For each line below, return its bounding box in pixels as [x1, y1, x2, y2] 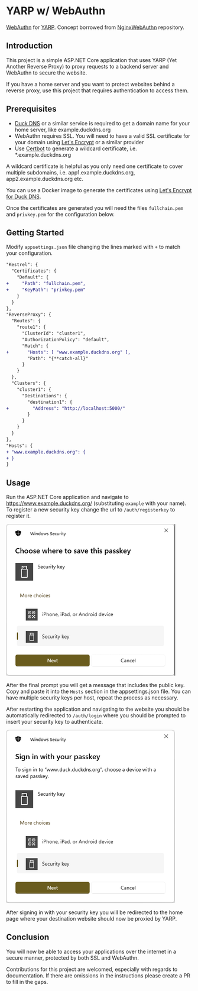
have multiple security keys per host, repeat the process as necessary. [6, 694, 178, 701]
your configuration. [6, 250, 53, 257]
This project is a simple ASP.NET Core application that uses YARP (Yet [6, 56, 177, 63]
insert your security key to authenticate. [6, 718, 103, 726]
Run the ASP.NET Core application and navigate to [6, 494, 129, 501]
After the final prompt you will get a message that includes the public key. [6, 682, 185, 689]
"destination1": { [27, 399, 73, 405]
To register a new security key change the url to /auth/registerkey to [6, 506, 176, 513]
